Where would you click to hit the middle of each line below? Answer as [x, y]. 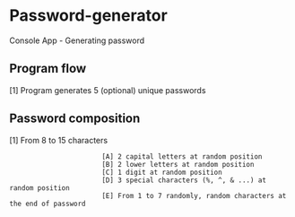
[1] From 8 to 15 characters [59, 140]
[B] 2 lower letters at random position [178, 164]
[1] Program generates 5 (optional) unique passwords [108, 90]
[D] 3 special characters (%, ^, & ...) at [184, 180]
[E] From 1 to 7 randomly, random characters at [194, 195]
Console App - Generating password [77, 40]
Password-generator [88, 16]
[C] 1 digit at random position [162, 172]
